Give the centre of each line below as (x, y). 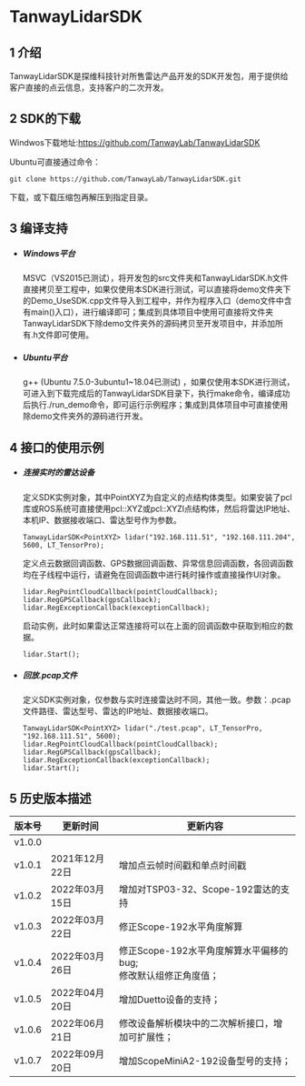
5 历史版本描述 (51, 798)
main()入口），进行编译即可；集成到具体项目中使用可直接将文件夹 (152, 312)
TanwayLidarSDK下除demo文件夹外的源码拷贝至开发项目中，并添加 (148, 324)
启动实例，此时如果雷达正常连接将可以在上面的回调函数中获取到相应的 (154, 626)
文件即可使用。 (66, 335)
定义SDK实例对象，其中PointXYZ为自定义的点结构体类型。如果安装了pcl (157, 497)
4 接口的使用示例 (57, 447)
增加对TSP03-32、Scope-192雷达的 (200, 890)
